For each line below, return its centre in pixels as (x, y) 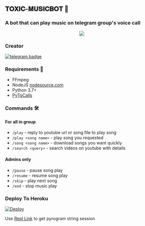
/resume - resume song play (40, 175)
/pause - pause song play (37, 170)
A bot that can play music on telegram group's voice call (73, 23)
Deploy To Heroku (27, 198)
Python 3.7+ (24, 90)
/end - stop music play (35, 185)
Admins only (18, 159)
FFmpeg (20, 80)
